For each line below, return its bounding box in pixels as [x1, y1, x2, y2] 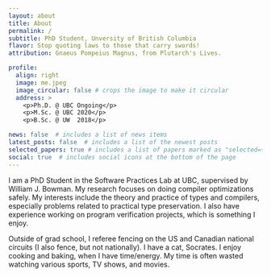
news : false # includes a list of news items [8, 130, 168, 139]
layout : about [8, 11, 56, 20]
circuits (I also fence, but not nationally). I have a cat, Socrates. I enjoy [8, 242, 242, 252]
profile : [8, 64, 38, 72]
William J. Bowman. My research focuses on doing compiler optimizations [8, 184, 254, 193]
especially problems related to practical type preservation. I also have [8, 201, 240, 210]
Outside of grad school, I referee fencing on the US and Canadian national [8, 234, 254, 243]
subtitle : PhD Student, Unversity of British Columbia [8, 34, 197, 43]
